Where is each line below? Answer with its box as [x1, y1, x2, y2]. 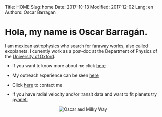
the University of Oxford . [5, 53, 56, 59]
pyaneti [12, 96, 28, 102]
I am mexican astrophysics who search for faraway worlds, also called [5, 43, 148, 49]
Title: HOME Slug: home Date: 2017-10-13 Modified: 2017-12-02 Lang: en [5, 4, 153, 10]
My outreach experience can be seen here [12, 72, 99, 78]
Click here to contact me [12, 82, 63, 88]
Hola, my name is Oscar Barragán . [5, 27, 148, 38]
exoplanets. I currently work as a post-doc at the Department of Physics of [5, 48, 157, 54]
